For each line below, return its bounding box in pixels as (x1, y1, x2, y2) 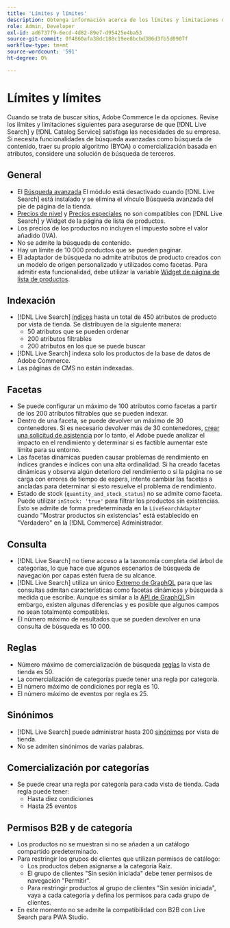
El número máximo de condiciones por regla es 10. (16, 682, 159, 690)
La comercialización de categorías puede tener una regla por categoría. (16, 675, 219, 683)
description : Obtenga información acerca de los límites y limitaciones (7, 16, 219, 23)
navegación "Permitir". (27, 877, 91, 885)
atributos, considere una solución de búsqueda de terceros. (7, 149, 176, 158)
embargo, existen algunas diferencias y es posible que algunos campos (16, 600, 220, 608)
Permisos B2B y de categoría (7, 822, 133, 833)
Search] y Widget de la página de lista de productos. (16, 217, 166, 225)
